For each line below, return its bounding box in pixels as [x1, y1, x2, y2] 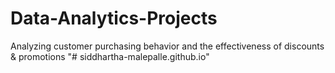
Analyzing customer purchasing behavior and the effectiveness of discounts [10, 40, 325, 52]
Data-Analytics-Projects [10, 7, 218, 30]
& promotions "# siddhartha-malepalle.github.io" [10, 50, 210, 62]
